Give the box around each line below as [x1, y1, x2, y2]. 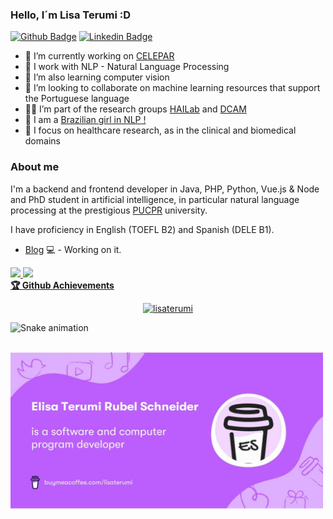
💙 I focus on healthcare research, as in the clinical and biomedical [24, 124, 297, 137]
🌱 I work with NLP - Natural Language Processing [24, 61, 230, 73]
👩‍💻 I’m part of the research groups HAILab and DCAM [24, 103, 247, 115]
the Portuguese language [24, 93, 130, 105]
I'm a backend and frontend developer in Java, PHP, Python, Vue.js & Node [10, 183, 320, 195]
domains [24, 135, 61, 147]
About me [10, 160, 60, 174]
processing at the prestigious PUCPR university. [10, 204, 208, 216]
